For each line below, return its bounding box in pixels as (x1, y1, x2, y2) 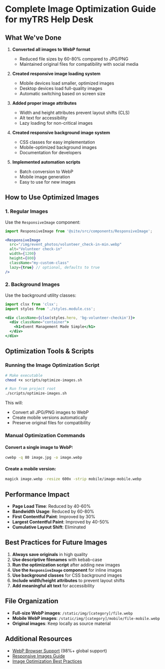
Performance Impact (5, 490, 70, 499)
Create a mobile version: (5, 466, 56, 472)
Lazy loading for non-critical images (19, 120, 93, 126)
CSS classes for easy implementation (19, 139, 95, 145)
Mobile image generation (19, 174, 70, 180)
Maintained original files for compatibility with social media (19, 61, 138, 67)
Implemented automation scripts (12, 159, 81, 165)
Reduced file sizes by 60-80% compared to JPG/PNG (19, 56, 129, 62)
